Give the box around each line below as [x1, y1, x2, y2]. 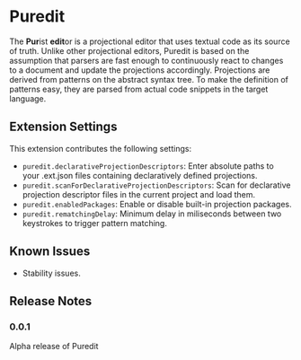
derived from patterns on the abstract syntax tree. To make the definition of [9, 74, 289, 84]
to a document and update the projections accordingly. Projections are [9, 65, 270, 75]
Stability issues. [22, 268, 81, 278]
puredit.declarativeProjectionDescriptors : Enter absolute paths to [22, 160, 274, 171]
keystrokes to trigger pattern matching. [22, 217, 168, 228]
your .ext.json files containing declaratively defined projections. [22, 170, 258, 180]
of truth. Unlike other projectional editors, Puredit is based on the [9, 45, 250, 56]
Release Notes [9, 294, 93, 309]
